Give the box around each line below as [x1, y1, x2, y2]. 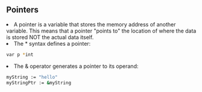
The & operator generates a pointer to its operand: [14, 63, 139, 70]
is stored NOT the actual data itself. [6, 33, 94, 41]
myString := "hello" [6, 74, 58, 80]
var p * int [6, 51, 34, 58]
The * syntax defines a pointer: [14, 40, 91, 47]
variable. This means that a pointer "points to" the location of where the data [6, 27, 197, 34]
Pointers [6, 5, 39, 15]
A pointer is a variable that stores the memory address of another [14, 20, 176, 28]
